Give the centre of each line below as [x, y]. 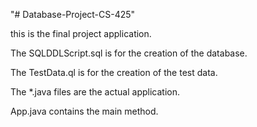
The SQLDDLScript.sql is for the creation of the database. [129, 53]
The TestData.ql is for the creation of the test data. [114, 72]
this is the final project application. [81, 33]
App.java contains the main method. [84, 111]
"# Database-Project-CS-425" [73, 14]
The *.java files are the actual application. [95, 92]
